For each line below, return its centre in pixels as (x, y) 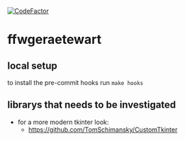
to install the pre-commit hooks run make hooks (75, 83)
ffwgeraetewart (54, 40)
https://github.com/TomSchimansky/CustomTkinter (103, 129)
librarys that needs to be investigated (92, 105)
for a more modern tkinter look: (63, 122)
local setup (33, 66)
